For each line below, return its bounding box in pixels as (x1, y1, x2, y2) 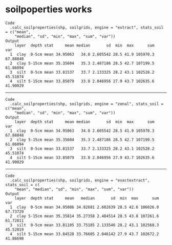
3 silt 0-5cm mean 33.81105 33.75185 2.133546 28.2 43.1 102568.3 (10, 222, 159, 228)
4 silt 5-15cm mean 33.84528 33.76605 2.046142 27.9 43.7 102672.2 (10, 231, 159, 236)
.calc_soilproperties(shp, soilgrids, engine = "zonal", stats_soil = (10, 101, 164, 106)
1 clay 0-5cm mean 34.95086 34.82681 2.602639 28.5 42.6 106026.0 (10, 205, 159, 210)
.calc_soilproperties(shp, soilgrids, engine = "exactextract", (10, 177, 150, 183)
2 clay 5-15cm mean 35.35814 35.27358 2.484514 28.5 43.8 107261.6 (10, 213, 159, 218)
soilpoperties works (5, 4, 92, 15)
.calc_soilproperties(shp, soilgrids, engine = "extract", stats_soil (10, 25, 164, 30)
